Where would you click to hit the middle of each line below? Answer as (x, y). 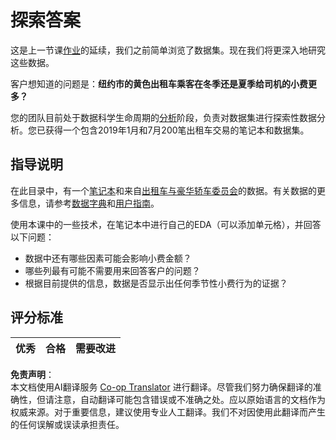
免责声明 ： (32, 374)
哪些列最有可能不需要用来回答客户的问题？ (112, 270)
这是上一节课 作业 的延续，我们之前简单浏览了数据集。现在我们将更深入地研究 (168, 50)
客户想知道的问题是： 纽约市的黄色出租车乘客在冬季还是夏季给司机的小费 (159, 83)
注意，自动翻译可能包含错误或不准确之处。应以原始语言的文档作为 (189, 399)
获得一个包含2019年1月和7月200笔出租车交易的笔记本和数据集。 (177, 130)
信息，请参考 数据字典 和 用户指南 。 (89, 203)
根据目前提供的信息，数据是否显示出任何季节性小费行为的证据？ (156, 283)
